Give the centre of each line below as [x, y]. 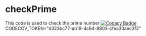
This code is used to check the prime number [53, 23]
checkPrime [31, 9]
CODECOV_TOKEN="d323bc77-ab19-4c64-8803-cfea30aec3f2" [73, 28]
